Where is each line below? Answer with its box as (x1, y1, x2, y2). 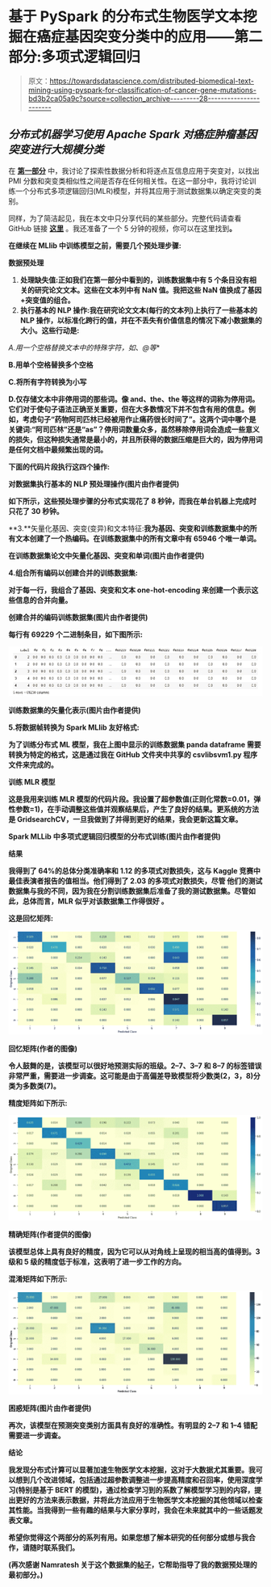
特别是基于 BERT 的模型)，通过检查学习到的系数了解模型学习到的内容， (18, 1485, 255, 1495)
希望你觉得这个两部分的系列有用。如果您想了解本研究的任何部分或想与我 (8, 1533, 248, 1543)
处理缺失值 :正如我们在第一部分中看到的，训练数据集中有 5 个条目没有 (19, 275, 250, 284)
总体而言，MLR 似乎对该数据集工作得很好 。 (22, 896, 169, 906)
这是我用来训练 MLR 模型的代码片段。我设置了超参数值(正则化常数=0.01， (8, 794, 254, 804)
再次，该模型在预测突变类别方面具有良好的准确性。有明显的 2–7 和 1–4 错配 (8, 1421, 258, 1430)
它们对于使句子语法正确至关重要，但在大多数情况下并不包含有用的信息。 (8, 404, 248, 414)
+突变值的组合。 (19, 295, 75, 305)
